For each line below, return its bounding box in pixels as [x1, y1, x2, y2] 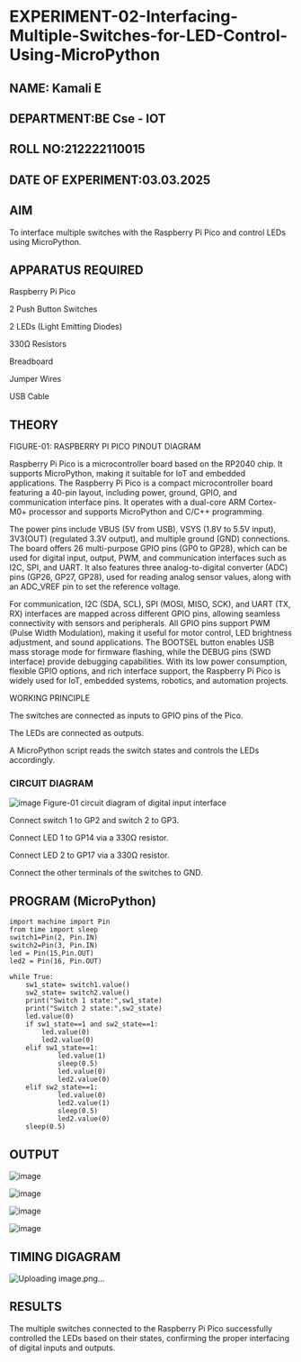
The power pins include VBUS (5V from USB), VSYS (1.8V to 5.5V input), [9, 524, 277, 535]
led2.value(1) [57, 1099, 111, 1108]
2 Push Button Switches [9, 304, 98, 314]
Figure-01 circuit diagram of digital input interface [43, 797, 227, 808]
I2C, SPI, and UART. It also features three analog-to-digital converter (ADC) [9, 562, 288, 573]
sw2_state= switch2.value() [25, 988, 130, 997]
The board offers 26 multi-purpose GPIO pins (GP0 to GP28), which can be [9, 543, 288, 554]
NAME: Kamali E [9, 80, 102, 95]
